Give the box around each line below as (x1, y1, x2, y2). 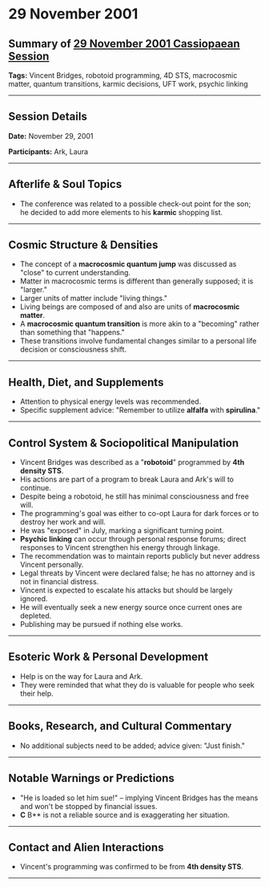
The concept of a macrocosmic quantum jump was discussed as (19, 259, 237, 269)
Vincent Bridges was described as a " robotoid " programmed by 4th (19, 458, 245, 467)
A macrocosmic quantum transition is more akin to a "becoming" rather (19, 319, 260, 329)
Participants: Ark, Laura (8, 146, 89, 157)
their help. (19, 688, 54, 698)
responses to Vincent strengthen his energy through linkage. (19, 543, 220, 552)
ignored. (19, 594, 48, 604)
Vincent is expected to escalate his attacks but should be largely (19, 585, 233, 595)
